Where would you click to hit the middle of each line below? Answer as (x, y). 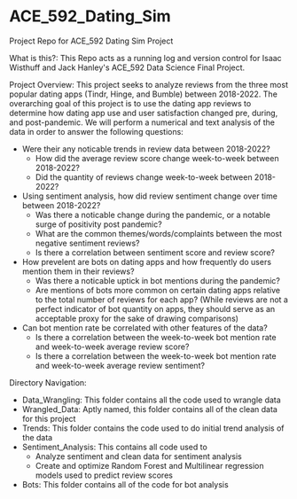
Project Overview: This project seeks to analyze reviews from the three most (148, 84)
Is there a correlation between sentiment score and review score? (155, 252)
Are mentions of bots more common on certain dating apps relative (158, 290)
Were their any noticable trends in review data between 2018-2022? (146, 149)
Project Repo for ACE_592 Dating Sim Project (91, 41)
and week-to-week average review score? (112, 347)
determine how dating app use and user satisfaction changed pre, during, (144, 113)
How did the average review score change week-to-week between (157, 158)
